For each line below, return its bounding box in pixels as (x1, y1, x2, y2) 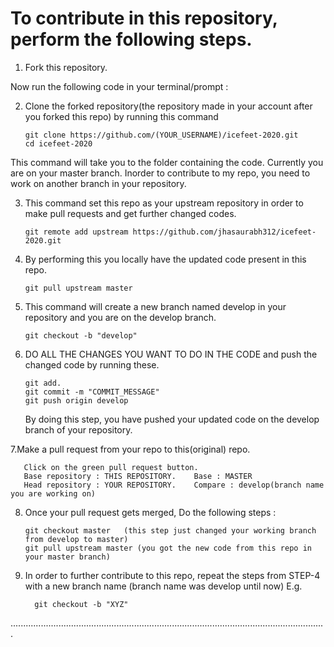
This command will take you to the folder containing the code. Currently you (10, 156, 324, 168)
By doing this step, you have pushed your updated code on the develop (24, 413, 320, 425)
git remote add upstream (24, 227, 129, 237)
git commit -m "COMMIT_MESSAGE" (24, 387, 160, 397)
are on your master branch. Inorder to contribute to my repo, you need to (10, 167, 311, 179)
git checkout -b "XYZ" (34, 599, 129, 609)
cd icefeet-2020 (24, 138, 93, 149)
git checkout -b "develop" (24, 330, 138, 341)
